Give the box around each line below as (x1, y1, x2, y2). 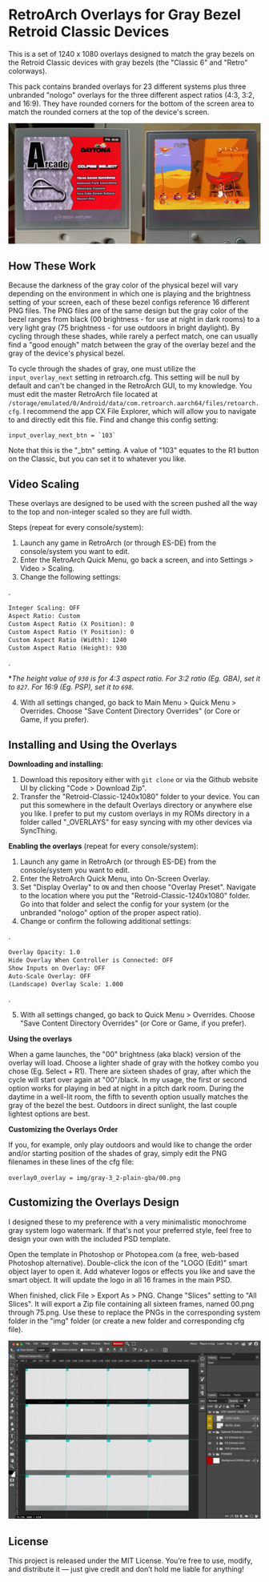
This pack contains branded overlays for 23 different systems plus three (8, 82, 247, 91)
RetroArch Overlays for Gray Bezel (8, 6, 242, 24)
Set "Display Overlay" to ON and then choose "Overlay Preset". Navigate (19, 882, 256, 892)
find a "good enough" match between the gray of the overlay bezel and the (8, 340, 256, 350)
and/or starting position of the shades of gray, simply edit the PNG (8, 1149, 227, 1158)
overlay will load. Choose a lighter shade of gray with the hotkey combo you (8, 1058, 259, 1068)
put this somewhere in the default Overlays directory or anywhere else (19, 801, 253, 810)
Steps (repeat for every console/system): (8, 523, 144, 532)
